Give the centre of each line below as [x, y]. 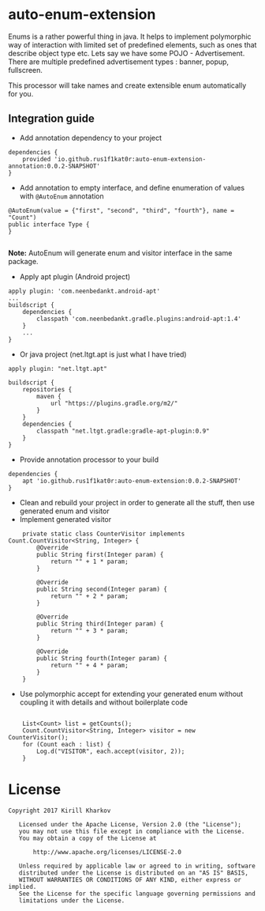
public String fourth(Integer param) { [102, 658]
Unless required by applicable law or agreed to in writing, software [137, 866]
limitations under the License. [72, 900]
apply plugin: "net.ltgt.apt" [58, 369]
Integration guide [51, 119]
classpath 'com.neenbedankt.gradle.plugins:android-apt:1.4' [139, 319]
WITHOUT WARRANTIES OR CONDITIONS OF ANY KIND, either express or [130, 879]
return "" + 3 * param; [89, 630]
